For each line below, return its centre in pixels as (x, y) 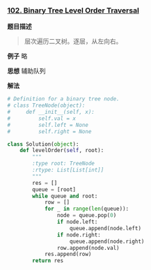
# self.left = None (48, 125)
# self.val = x (42, 118)
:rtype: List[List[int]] (68, 170)
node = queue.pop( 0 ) (87, 216)
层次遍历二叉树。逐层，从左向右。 (73, 41)
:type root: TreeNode (64, 164)
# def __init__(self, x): (51, 112)
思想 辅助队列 (26, 71)
